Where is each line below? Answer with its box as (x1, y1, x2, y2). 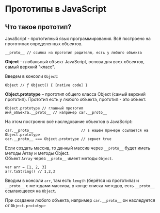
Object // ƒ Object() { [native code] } (5, 83, 88, 88)
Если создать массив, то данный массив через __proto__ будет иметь (5, 145, 151, 151)
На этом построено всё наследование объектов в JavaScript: (5, 119, 133, 124)
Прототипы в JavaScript (5, 3, 107, 15)
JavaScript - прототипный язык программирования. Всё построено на (5, 35, 151, 41)
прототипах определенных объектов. (5, 41, 83, 47)
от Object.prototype (5, 203, 46, 208)
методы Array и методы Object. (5, 150, 70, 156)
